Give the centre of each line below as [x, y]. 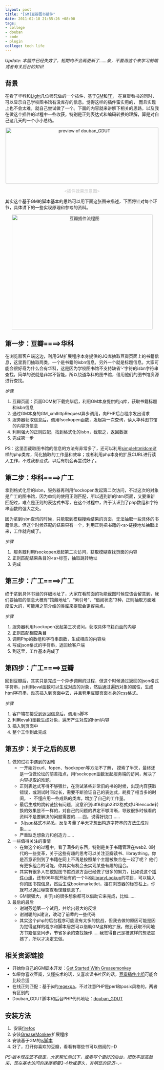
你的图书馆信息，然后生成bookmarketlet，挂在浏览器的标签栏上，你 [87, 884]
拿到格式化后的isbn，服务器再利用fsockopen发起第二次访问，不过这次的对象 [82, 490]
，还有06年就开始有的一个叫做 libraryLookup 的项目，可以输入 [94, 877]
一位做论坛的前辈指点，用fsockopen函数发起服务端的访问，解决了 [90, 774]
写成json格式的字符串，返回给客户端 [49, 645]
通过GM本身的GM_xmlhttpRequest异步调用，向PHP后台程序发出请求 [81, 414]
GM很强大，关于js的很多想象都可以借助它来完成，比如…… [77, 896]
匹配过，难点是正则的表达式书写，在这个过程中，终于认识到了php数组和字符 [82, 503]
